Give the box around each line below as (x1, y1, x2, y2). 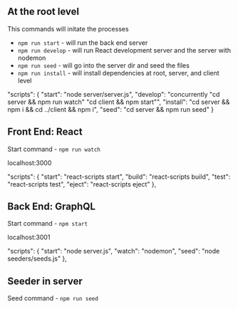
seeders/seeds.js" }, (7, 254, 68, 263)
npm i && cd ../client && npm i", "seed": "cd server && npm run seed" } (7, 105, 214, 113)
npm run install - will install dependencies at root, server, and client (17, 68, 219, 77)
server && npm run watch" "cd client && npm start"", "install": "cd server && (7, 98, 230, 106)
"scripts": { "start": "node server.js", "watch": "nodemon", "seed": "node (7, 247, 220, 256)
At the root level (7, 6, 80, 18)
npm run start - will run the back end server (17, 38, 148, 47)
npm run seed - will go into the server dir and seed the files (17, 61, 190, 70)
